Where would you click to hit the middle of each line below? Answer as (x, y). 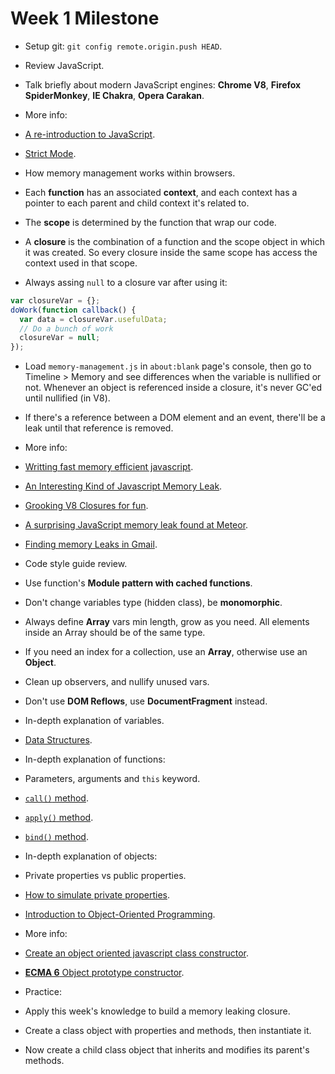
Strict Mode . (50, 153)
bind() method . (56, 837)
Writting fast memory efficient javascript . (109, 467)
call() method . (56, 798)
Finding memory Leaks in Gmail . (91, 544)
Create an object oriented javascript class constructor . (137, 953)
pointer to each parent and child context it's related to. (137, 203)
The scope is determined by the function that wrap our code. (150, 222)
